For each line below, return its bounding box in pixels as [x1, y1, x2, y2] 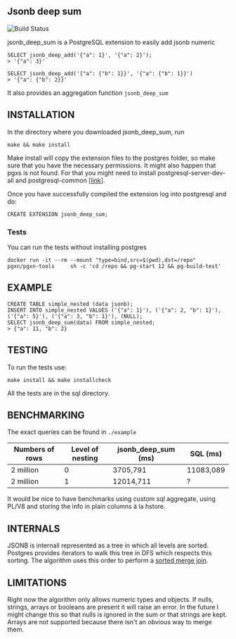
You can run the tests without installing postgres [7, 243, 147, 251]
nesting [72, 453, 98, 463]
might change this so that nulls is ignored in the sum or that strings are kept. [7, 610, 228, 619]
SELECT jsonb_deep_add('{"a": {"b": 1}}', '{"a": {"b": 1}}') [7, 70, 193, 77]
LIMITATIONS [7, 576, 67, 588]
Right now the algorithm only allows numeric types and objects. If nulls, [7, 595, 214, 604]
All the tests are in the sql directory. [7, 388, 110, 397]
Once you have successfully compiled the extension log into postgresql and [7, 189, 227, 198]
